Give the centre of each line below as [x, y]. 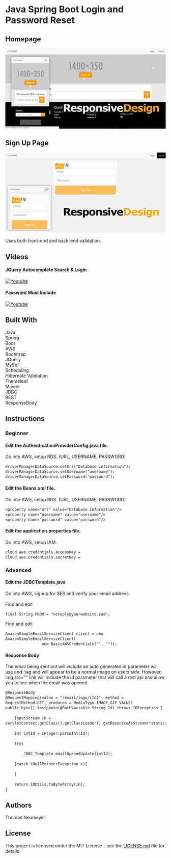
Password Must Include [31, 293]
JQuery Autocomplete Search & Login [46, 270]
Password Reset [40, 20]
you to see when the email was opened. [47, 683]
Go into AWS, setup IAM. [31, 542]
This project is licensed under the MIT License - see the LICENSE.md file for [85, 846]
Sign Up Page [27, 143]
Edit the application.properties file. [43, 531]
